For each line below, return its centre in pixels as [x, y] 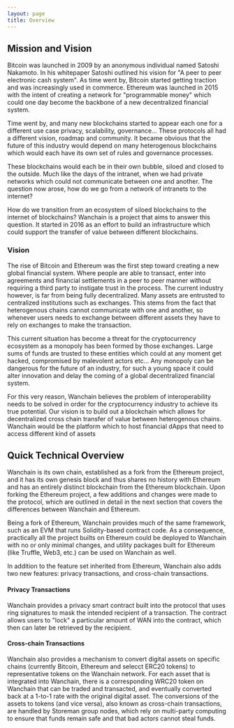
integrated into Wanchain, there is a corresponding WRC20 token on [105, 681]
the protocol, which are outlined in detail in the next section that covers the [115, 502]
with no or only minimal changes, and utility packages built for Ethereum [111, 545]
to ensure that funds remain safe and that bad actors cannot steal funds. [111, 718]
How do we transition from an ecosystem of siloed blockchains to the [107, 210]
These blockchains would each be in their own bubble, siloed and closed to [116, 167]
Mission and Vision [50, 49]
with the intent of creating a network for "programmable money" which [109, 95]
